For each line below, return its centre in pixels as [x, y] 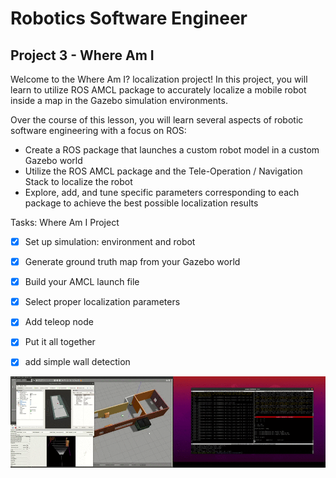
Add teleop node [59, 322]
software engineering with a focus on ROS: [98, 130]
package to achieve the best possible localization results [141, 203]
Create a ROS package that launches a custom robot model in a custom [172, 150]
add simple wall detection [77, 362]
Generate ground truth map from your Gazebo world [132, 262]
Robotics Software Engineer [129, 18]
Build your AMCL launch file [82, 282]
